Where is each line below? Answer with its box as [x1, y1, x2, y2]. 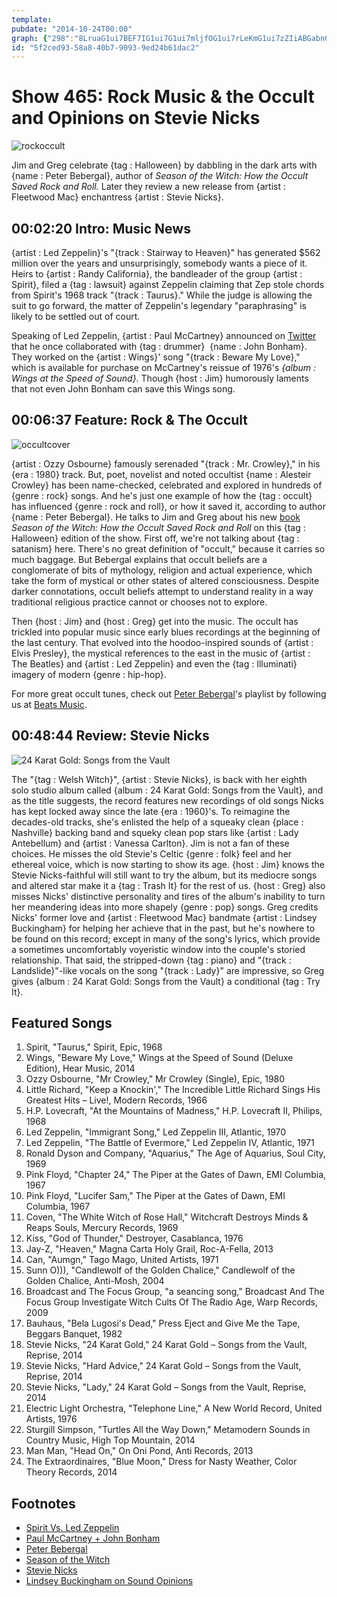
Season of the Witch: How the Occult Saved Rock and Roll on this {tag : [11, 521, 306, 533]
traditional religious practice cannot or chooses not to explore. [11, 596, 268, 608]
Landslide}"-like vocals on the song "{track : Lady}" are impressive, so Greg [11, 964, 325, 976]
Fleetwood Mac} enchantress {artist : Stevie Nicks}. [11, 191, 224, 203]
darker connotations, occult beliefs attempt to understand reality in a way [11, 585, 314, 597]
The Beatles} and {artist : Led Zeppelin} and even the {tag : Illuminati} [11, 657, 298, 670]
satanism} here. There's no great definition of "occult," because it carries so [11, 542, 326, 555]
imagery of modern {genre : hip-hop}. [11, 668, 167, 680]
